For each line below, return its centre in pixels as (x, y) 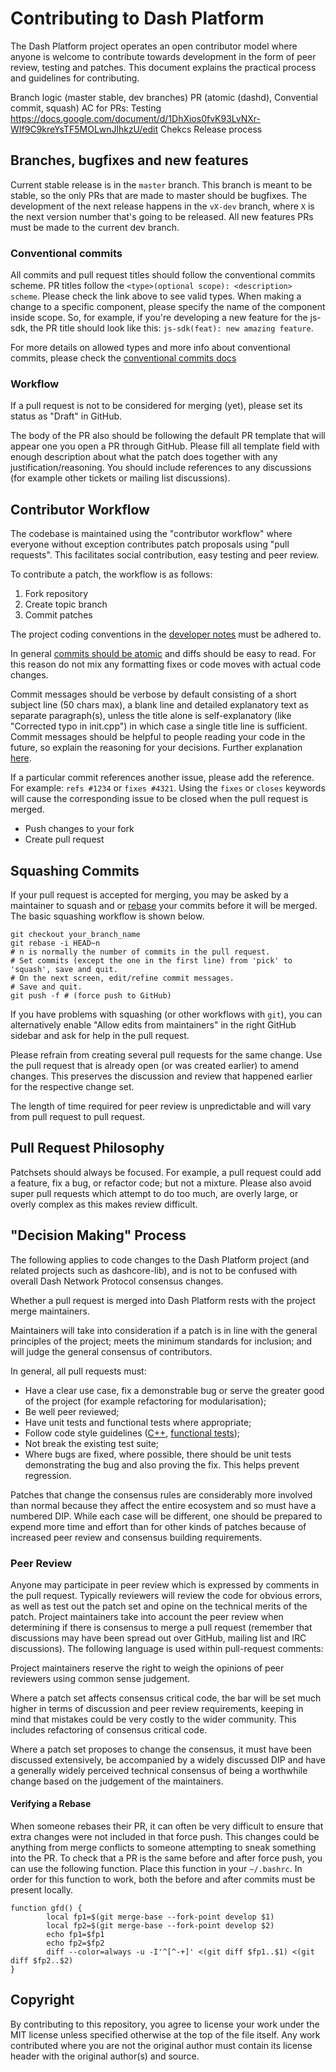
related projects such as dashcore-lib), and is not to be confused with (154, 1270)
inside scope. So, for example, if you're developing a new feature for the (159, 318)
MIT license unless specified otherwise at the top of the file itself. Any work (165, 2034)
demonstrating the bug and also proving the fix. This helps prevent (162, 1464)
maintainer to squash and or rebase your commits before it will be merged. (164, 905)
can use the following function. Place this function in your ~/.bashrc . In (156, 1869)
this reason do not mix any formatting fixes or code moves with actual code (166, 664)
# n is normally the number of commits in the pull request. (140, 952)
